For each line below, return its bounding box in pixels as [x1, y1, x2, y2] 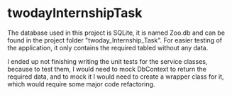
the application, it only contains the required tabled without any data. [7, 43, 209, 52]
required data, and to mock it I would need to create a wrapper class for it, [7, 72, 225, 81]
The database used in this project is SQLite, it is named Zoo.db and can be [7, 28, 226, 37]
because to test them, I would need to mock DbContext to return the [7, 65, 207, 73]
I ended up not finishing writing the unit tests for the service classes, [7, 57, 208, 65]
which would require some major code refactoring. [7, 79, 155, 88]
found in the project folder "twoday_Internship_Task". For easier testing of [7, 35, 222, 44]
